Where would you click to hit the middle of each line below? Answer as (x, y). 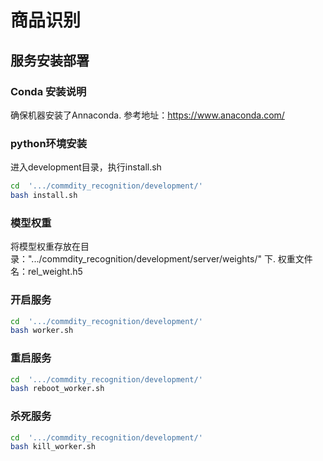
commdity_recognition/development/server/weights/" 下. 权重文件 (177, 259)
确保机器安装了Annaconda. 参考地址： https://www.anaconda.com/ (147, 115)
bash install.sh (44, 196)
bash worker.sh (42, 331)
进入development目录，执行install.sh (86, 167)
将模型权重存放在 (45, 247)
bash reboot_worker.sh (57, 389)
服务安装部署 (50, 60)
